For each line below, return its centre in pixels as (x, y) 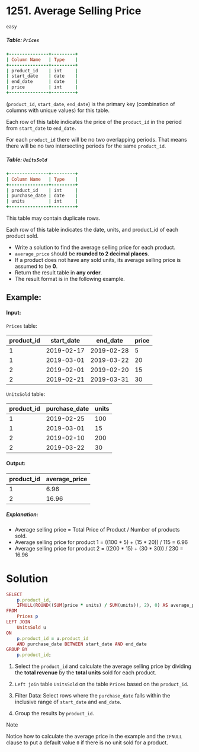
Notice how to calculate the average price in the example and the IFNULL (94, 737)
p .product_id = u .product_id (53, 638)
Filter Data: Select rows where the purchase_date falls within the (92, 696)
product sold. (23, 236)
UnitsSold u (31, 627)
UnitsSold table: (26, 394)
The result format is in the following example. (70, 279)
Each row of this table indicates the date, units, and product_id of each (92, 230)
